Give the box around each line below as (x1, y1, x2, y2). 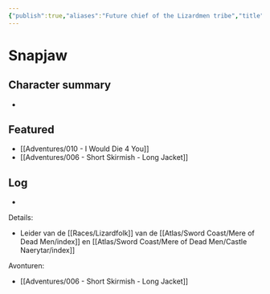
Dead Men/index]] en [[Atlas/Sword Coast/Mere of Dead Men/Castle (19, 237, 247, 247)
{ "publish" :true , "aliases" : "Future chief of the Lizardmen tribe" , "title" (8, 11, 264, 20)
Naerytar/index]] (19, 246, 76, 255)
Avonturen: (8, 261, 45, 271)
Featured (8, 123, 55, 137)
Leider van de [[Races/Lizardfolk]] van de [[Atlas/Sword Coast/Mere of (19, 228, 255, 238)
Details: (8, 213, 34, 223)
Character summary (8, 78, 112, 92)
